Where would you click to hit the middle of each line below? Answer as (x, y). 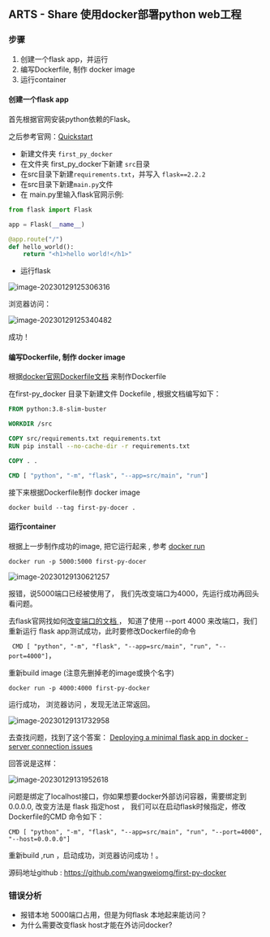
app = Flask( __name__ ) (47, 224)
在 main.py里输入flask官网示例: (72, 194)
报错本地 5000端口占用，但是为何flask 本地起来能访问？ (114, 915)
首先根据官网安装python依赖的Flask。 (72, 119)
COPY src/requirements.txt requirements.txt (85, 439)
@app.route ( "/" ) (36, 239)
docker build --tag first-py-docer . (72, 508)
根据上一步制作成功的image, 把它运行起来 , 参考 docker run (107, 546)
